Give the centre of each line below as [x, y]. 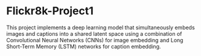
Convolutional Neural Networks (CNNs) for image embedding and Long [95, 40]
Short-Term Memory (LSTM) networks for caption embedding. [84, 46]
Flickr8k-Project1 [50, 11]
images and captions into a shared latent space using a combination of [94, 33]
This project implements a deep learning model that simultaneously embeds [101, 27]
